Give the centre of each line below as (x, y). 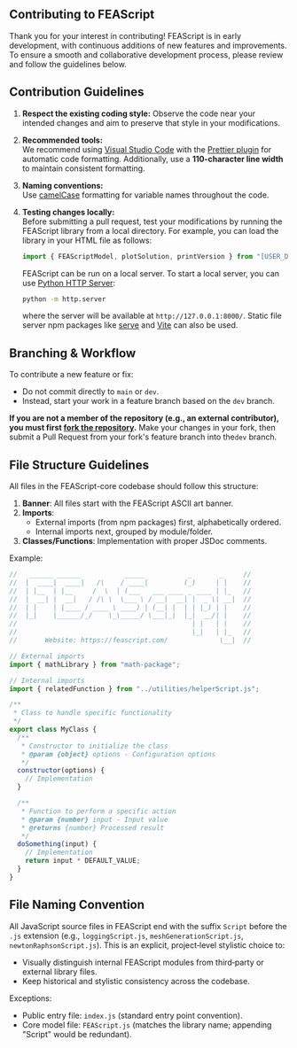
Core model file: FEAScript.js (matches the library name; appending (147, 1025)
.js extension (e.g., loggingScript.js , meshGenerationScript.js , (126, 935)
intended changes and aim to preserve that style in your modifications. (151, 122)
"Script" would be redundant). (77, 1034)
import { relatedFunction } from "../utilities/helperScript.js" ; (134, 689)
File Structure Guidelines (79, 465)
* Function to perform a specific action (98, 811)
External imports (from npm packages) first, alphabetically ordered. (158, 522)
